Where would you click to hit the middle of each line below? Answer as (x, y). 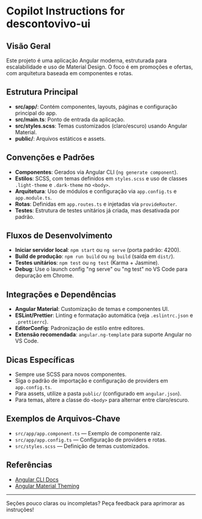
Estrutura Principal (42, 92)
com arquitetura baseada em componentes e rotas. (70, 73)
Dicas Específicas (41, 360)
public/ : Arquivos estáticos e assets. (60, 138)
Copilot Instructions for (66, 11)
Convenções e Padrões (50, 158)
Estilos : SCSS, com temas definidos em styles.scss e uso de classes (101, 178)
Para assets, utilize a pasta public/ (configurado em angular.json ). (98, 394)
